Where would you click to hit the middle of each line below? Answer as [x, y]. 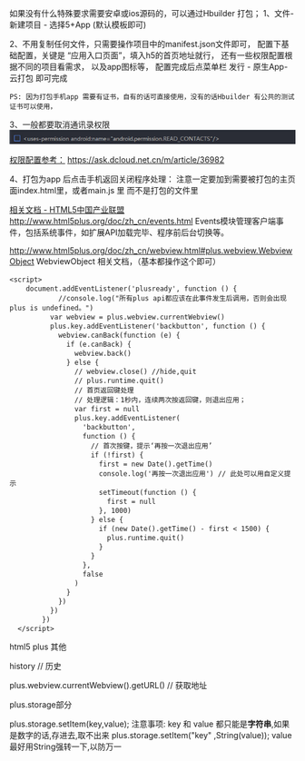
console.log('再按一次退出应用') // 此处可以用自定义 [191, 474]
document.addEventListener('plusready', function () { [132, 289]
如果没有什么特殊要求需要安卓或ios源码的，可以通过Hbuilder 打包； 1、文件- [152, 13]
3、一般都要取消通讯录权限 [60, 124]
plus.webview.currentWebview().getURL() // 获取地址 [108, 686]
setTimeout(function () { [148, 493]
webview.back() [103, 354]
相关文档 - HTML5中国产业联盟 [67, 210]
